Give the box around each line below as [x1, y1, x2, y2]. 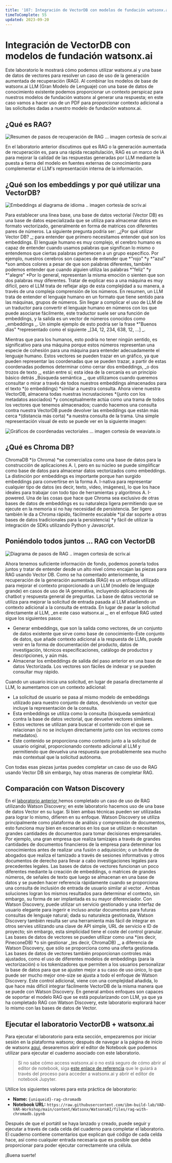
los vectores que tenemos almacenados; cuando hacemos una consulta [5, 401, 157, 408]
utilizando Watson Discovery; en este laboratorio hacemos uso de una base [5, 803, 165, 809]
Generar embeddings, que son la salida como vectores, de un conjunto [12, 625, 163, 631]
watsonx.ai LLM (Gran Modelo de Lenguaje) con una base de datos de [5, 83, 154, 90]
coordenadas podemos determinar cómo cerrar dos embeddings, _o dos [5, 363, 159, 370]
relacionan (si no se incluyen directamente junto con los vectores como [12, 727, 164, 733]
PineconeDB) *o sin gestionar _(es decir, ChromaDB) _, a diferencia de [5, 940, 154, 946]
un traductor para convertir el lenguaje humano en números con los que [5, 304, 157, 311]
